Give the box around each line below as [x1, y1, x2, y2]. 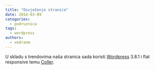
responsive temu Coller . [5, 58, 54, 65]
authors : [5, 35, 24, 40]
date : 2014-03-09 [5, 12, 42, 17]
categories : [5, 16, 30, 21]
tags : [5, 26, 17, 31]
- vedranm [10, 40, 30, 45]
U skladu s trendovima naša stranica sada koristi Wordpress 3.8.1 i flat [5, 53, 150, 59]
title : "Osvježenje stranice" [5, 7, 69, 12]
